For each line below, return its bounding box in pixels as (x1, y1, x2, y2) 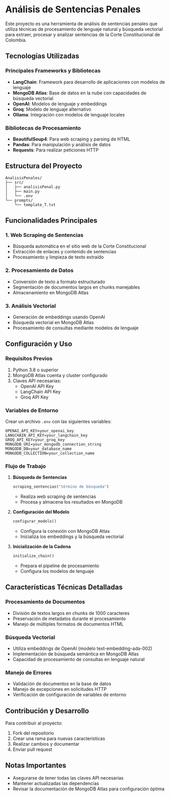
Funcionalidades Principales (5, 216, 98, 225)
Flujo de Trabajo (5, 463, 46, 470)
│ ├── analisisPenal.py (5, 184, 60, 189)
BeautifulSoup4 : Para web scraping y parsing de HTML (12, 136, 131, 142)
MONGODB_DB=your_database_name (5, 446, 72, 451)
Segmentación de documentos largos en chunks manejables (12, 284, 140, 290)
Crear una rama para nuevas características (12, 735, 106, 742)
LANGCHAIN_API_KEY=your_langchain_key (5, 433, 88, 438)
